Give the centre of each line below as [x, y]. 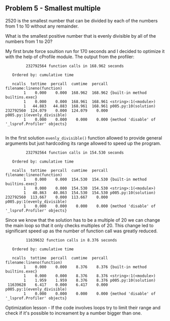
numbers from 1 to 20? [29, 41]
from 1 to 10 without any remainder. [42, 26]
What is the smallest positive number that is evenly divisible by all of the [81, 36]
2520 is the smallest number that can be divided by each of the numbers [81, 20]
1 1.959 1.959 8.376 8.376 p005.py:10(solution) [90, 280]
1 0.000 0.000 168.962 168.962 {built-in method [85, 93]
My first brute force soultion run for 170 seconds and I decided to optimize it [85, 51]
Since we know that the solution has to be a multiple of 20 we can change [83, 220]
